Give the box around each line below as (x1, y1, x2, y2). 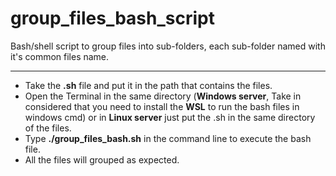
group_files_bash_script (10, 7, 215, 30)
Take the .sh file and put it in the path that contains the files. (24, 79, 273, 91)
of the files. (24, 122, 72, 134)
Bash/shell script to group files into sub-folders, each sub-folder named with (10, 40, 326, 52)
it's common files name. (10, 50, 110, 62)
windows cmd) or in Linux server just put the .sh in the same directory (24, 111, 316, 123)
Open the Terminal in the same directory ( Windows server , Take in (24, 90, 302, 102)
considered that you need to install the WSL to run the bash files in (24, 100, 300, 112)
